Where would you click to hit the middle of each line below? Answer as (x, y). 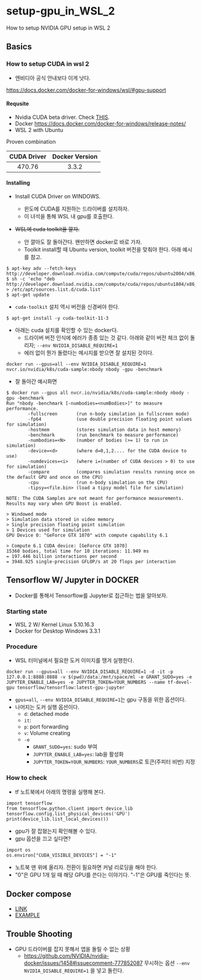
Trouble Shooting (39, 934)
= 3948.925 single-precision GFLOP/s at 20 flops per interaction (91, 562)
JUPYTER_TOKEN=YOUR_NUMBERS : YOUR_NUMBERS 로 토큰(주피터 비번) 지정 (114, 762)
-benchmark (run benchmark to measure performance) (103, 435)
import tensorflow (29, 803)
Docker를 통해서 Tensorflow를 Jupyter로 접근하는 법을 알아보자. (91, 595)
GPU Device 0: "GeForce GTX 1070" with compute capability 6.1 (87, 536)
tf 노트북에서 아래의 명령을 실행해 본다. (60, 792)
